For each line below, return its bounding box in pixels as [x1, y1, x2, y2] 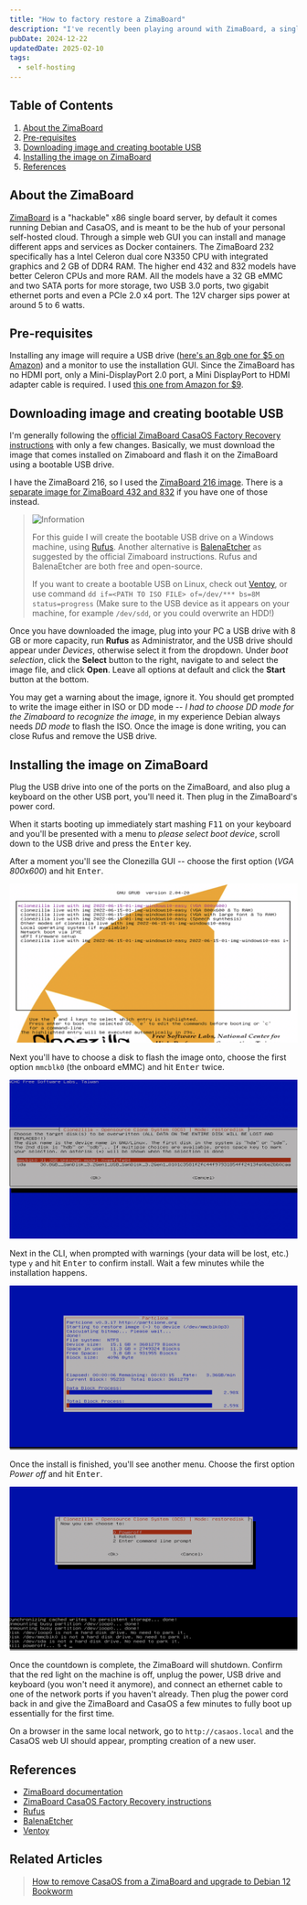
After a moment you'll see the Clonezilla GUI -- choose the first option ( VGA [9, 856, 294, 867]
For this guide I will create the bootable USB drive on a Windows [31, 531, 274, 543]
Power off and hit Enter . [9, 1468, 103, 1479]
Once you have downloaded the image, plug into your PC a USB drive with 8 [9, 626, 297, 637]
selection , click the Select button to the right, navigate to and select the [9, 655, 279, 666]
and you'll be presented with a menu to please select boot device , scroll [9, 829, 281, 840]
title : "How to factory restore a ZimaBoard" [9, 15, 185, 24]
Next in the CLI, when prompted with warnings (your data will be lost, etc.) [9, 1248, 290, 1259]
